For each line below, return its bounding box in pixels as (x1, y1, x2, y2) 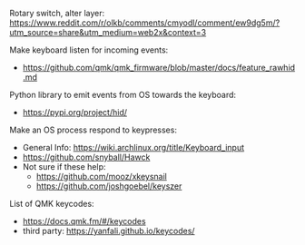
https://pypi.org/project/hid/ (22, 107, 128, 117)
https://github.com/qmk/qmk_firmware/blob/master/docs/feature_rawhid (22, 63, 296, 73)
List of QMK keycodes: (9, 199, 94, 209)
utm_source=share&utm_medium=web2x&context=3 (9, 27, 207, 37)
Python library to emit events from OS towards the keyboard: (9, 90, 237, 100)
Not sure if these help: (22, 162, 106, 171)
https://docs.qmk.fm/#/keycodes (22, 216, 147, 226)
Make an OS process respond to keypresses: (9, 124, 177, 135)
